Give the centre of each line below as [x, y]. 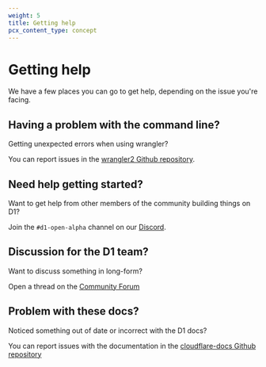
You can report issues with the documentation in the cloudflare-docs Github [132, 346]
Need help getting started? [76, 184]
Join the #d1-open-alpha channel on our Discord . [87, 227]
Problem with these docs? [74, 311]
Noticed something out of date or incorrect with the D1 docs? [108, 331]
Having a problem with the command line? [114, 125]
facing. [20, 100]
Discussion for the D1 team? [78, 252]
